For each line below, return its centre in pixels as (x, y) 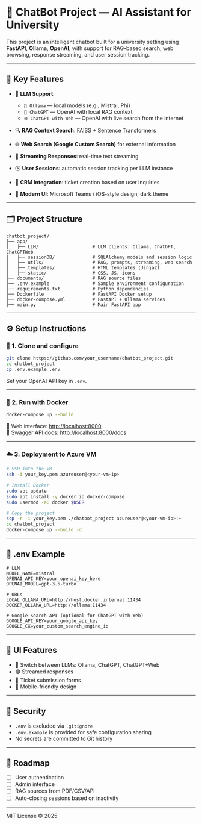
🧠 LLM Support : (35, 93)
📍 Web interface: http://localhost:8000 (54, 426)
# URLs (14, 595)
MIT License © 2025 (32, 816)
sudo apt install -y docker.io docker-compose (66, 496)
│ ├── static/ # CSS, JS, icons (71, 273)
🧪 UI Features (32, 650)
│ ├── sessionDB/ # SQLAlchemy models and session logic (99, 257)
